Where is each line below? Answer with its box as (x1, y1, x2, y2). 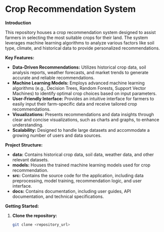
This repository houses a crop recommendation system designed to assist (5, 29, 156, 35)
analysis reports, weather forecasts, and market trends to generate (12, 69, 149, 75)
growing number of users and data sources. (12, 132, 102, 138)
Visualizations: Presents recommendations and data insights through (12, 111, 154, 117)
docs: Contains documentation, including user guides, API (12, 188, 131, 194)
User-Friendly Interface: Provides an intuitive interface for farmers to (12, 95, 154, 102)
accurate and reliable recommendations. (12, 75, 95, 80)
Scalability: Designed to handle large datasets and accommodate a (12, 127, 150, 133)
